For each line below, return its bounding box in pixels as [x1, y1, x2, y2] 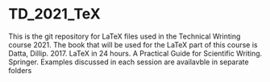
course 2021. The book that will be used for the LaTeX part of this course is [8, 39, 258, 49]
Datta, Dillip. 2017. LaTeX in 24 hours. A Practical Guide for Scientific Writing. [8, 48, 263, 58]
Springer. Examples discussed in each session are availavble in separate [8, 57, 249, 67]
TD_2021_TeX [8, 5, 101, 23]
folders [8, 65, 32, 75]
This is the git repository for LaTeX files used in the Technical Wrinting [8, 31, 241, 41]
